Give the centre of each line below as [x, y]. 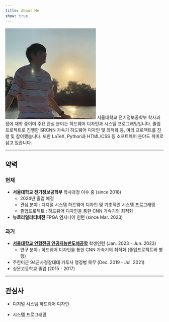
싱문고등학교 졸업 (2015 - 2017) [44, 269]
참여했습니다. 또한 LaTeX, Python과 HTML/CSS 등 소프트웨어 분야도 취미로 [90, 136]
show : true [17, 16]
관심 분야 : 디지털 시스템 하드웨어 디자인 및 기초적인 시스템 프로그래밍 [88, 205]
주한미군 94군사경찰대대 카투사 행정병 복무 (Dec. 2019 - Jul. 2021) [78, 263]
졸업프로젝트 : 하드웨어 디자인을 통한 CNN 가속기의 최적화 [76, 211]
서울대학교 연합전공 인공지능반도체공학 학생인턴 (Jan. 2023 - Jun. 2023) [84, 243]
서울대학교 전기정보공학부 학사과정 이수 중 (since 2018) [67, 192]
